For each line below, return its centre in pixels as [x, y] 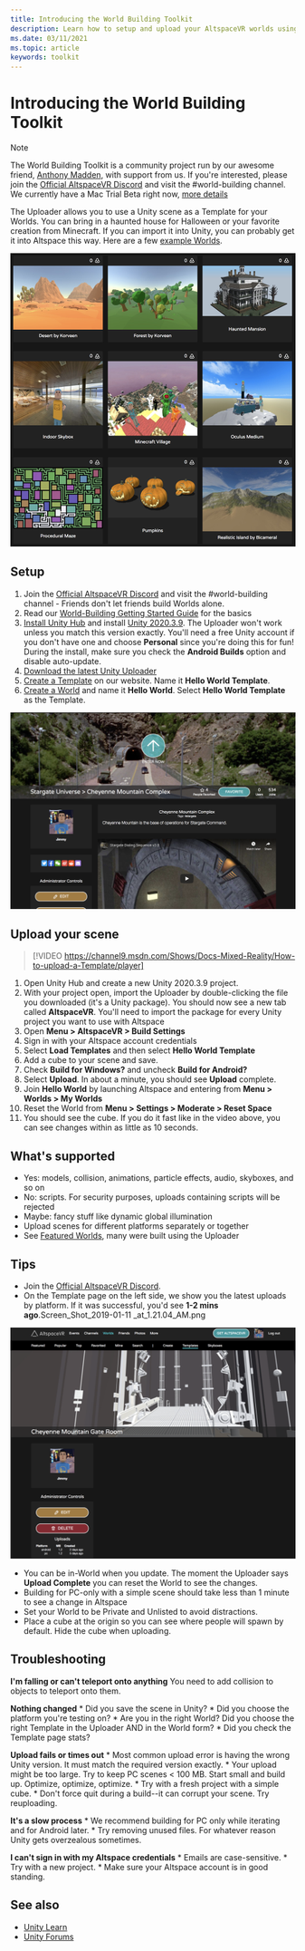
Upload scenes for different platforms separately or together [136, 1226]
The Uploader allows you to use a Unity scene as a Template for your [139, 212]
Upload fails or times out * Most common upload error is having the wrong [150, 1754]
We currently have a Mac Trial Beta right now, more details [119, 194]
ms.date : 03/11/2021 [49, 38]
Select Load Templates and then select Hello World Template [139, 1050]
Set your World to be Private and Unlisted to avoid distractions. [141, 1611]
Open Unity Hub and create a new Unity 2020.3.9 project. [131, 983]
